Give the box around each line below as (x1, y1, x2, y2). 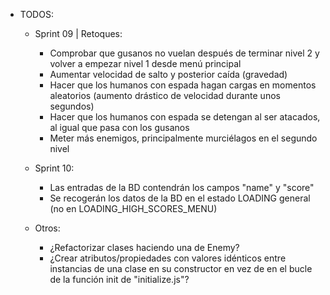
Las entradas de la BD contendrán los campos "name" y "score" (49, 182, 315, 193)
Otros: (34, 222, 61, 234)
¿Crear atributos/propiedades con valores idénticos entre (49, 252, 287, 264)
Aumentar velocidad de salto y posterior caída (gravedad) (49, 69, 288, 80)
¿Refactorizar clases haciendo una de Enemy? (49, 242, 240, 253)
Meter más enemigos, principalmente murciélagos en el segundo (49, 132, 318, 144)
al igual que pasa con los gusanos (49, 122, 190, 133)
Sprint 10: (34, 162, 75, 174)
